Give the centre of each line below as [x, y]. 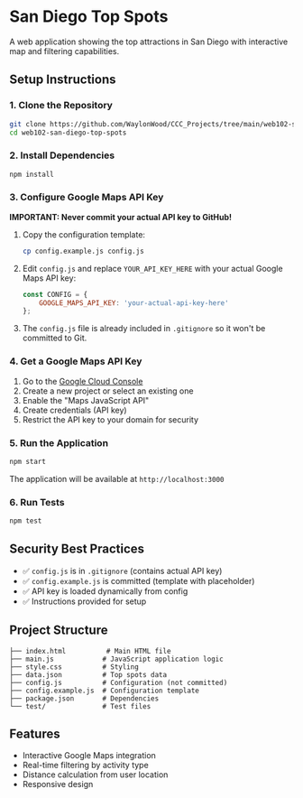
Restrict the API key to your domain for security [110, 419]
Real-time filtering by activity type [85, 766]
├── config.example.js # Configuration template [105, 691]
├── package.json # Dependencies [84, 698]
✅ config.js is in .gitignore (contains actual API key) [122, 571]
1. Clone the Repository [61, 106]
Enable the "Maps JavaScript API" [86, 400]
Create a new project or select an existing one [108, 391]
